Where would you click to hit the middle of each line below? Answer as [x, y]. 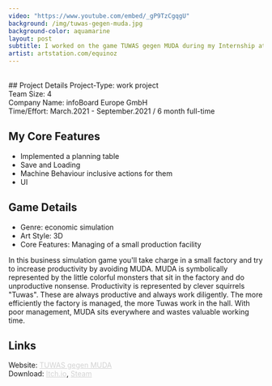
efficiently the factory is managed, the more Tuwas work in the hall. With [130, 303]
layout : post [30, 39]
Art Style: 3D [41, 235]
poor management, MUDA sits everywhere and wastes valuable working [129, 311]
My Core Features [55, 137]
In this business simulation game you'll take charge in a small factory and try [136, 259]
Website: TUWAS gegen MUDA [60, 365]
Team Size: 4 [30, 94]
